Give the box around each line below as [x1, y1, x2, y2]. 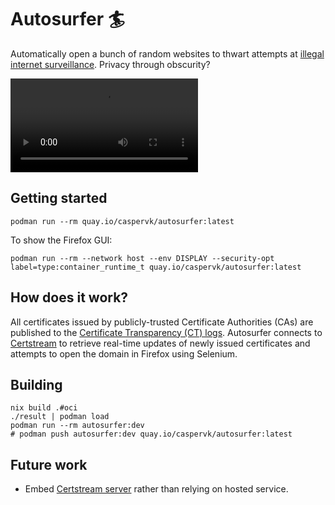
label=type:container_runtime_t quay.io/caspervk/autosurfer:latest [10, 262, 302, 272]
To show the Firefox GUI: [10, 234, 113, 246]
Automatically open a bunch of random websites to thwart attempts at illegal [10, 47, 325, 60]
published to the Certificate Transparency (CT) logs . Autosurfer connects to [10, 326, 323, 338]
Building [10, 376, 63, 393]
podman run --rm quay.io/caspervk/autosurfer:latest [10, 216, 235, 226]
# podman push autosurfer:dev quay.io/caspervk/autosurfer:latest [10, 429, 293, 440]
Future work [10, 456, 88, 473]
